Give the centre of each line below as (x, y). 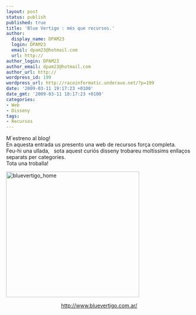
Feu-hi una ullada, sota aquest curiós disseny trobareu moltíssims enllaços (98, 151)
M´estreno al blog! (28, 138)
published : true (26, 22)
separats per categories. (36, 157)
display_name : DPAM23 (38, 39)
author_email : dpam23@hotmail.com (49, 66)
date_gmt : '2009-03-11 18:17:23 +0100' (55, 94)
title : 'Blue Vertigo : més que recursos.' (61, 28)
